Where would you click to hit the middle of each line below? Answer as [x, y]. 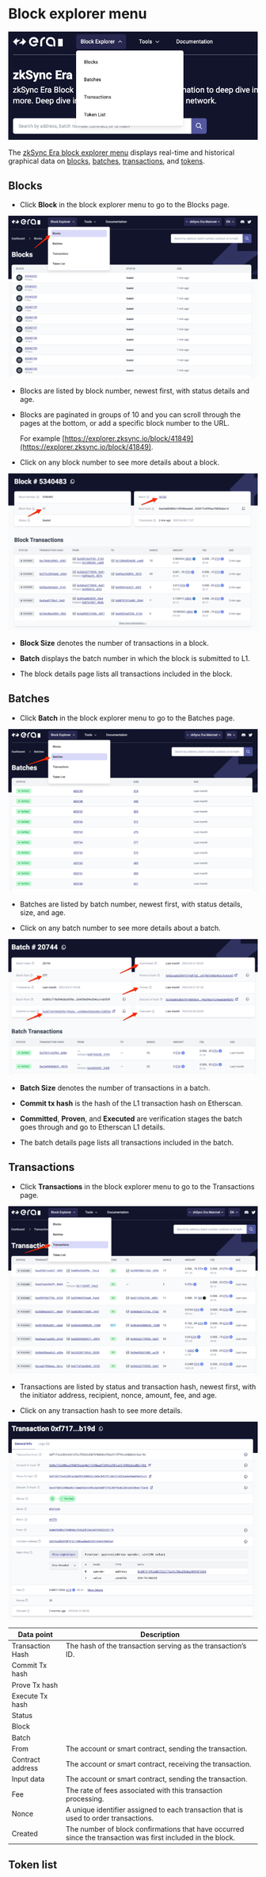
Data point [35, 1634]
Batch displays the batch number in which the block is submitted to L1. [135, 658]
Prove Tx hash [34, 1685]
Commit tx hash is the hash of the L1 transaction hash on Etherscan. [131, 1103]
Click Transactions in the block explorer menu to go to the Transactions [137, 1186]
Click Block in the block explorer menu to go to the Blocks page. [124, 205]
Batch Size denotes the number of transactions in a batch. [115, 1088]
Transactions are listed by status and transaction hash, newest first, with [138, 1386]
